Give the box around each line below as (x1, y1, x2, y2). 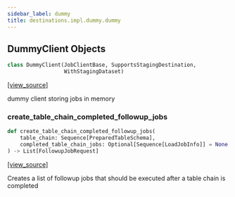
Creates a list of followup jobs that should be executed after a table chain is (7, 174, 226, 182)
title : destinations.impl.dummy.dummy (7, 17, 121, 24)
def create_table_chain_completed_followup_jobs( (7, 128, 156, 135)
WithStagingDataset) (63, 68, 125, 75)
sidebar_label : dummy (7, 10, 71, 18)
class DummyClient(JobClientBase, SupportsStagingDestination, (7, 61, 197, 69)
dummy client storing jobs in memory (7, 94, 115, 103)
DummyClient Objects (7, 43, 106, 55)
